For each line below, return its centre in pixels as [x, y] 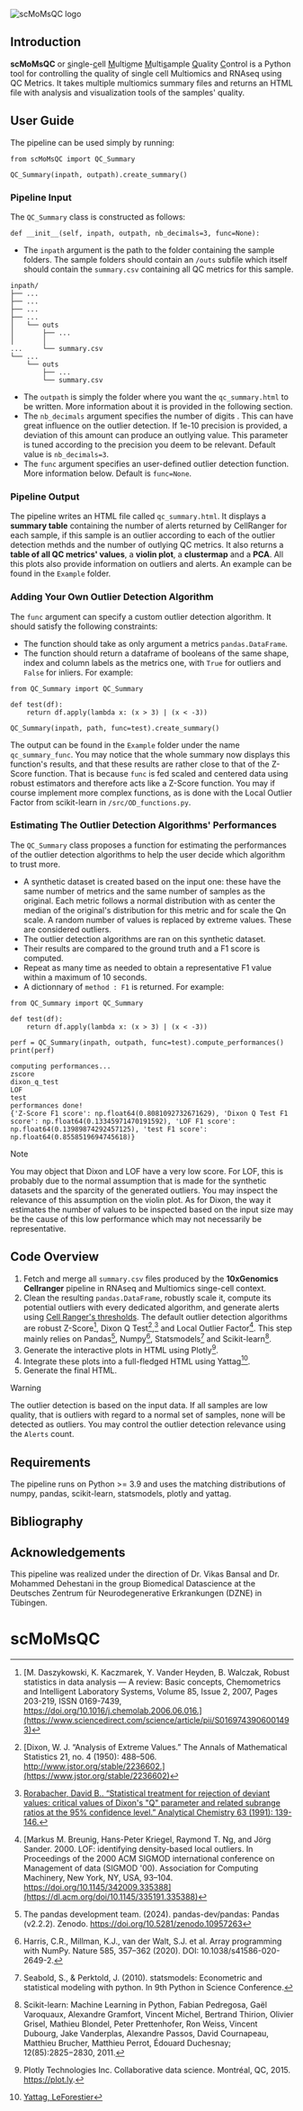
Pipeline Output [45, 497]
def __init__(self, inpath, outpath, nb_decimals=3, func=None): [135, 233]
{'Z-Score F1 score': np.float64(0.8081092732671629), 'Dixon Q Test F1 [149, 1113]
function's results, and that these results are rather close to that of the [140, 764]
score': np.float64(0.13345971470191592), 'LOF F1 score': [123, 1121]
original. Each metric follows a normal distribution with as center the [149, 901]
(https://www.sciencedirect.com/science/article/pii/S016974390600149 [156, 1720]
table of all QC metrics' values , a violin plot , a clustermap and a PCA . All [147, 554]
